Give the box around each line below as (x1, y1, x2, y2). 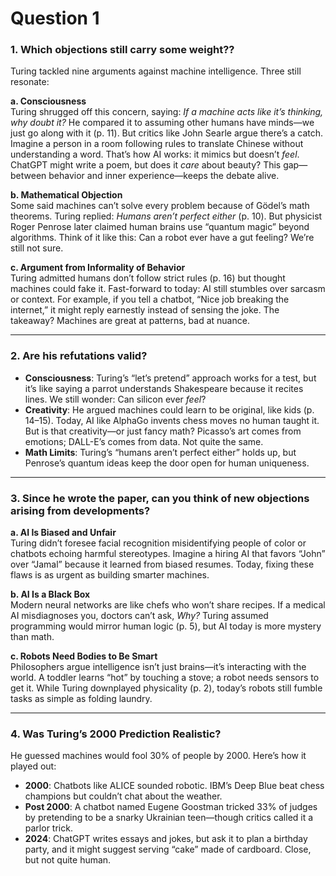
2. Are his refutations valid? (10, 349, 148, 363)
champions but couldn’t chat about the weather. (24, 790, 223, 802)
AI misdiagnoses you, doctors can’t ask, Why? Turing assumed (10, 610, 269, 622)
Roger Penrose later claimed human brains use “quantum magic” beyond (10, 221, 310, 233)
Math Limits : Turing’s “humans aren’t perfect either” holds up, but (24, 446, 297, 458)
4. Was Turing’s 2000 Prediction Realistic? (10, 727, 222, 741)
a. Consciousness (10, 95, 87, 107)
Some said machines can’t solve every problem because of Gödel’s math (10, 200, 310, 212)
